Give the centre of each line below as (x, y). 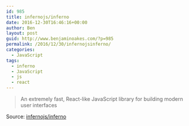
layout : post (22, 33)
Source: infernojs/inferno (36, 117)
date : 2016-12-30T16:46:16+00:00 (47, 22)
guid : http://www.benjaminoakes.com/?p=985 (60, 39)
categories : (20, 50)
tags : (13, 60)
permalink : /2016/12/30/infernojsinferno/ (59, 45)
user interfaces (39, 105)
